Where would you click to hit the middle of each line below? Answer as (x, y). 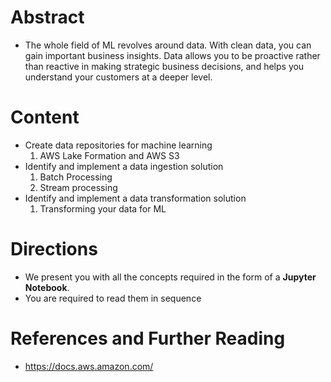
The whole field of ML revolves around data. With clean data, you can (168, 45)
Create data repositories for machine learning (118, 145)
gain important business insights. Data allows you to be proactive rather (172, 55)
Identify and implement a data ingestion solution (124, 166)
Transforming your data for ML (103, 208)
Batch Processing (76, 177)
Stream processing (78, 187)
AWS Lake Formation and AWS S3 (109, 155)
